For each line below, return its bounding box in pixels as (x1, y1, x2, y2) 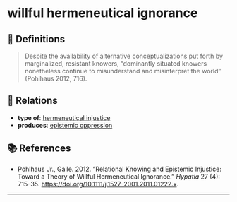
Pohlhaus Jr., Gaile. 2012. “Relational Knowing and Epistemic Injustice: (17, 165, 222, 173)
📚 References (7, 143, 71, 155)
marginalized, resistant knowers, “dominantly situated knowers (24, 59, 207, 68)
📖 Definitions (7, 33, 66, 45)
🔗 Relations (7, 95, 58, 107)
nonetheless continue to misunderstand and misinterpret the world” (24, 67, 221, 75)
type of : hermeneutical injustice (17, 113, 111, 121)
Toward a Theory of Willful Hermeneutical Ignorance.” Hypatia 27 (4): (17, 172, 221, 181)
